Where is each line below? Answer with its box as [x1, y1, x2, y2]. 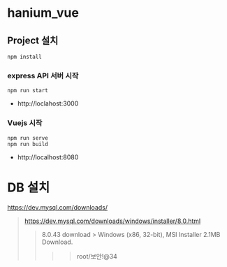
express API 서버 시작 [7, 71, 79, 80]
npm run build [7, 140, 49, 147]
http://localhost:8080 [17, 152, 79, 161]
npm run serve [7, 134, 49, 141]
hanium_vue [7, 5, 79, 21]
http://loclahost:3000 [17, 99, 79, 108]
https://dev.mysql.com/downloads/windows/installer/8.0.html [24, 217, 201, 225]
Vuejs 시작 [7, 118, 43, 128]
